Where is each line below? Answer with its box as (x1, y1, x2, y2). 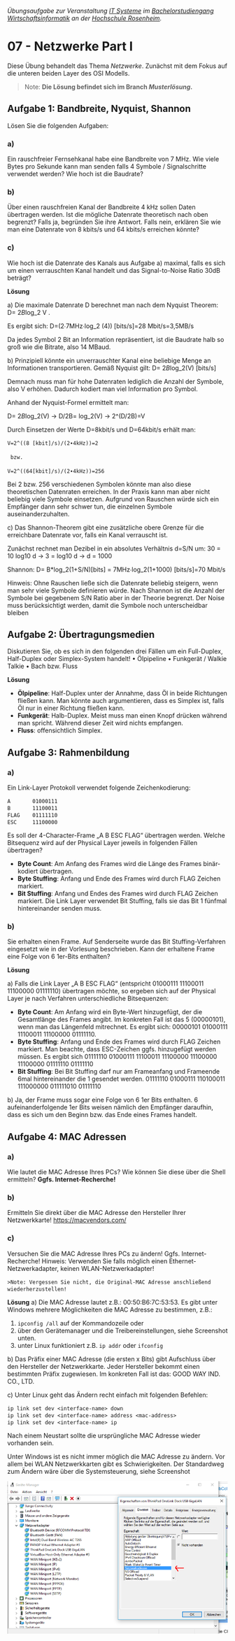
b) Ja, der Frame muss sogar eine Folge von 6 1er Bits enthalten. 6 (7, 1095, 198, 1104)
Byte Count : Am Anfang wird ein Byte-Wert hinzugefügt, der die (17, 1008, 203, 1016)
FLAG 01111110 (7, 812, 58, 819)
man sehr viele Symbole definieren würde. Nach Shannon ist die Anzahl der (7, 586, 225, 595)
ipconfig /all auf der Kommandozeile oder (17, 1319, 144, 1327)
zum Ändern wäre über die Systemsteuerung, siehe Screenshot (7, 1467, 190, 1475)
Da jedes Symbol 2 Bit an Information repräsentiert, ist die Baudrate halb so (7, 335, 225, 343)
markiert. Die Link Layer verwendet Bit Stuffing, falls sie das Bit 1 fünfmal (17, 897, 227, 905)
